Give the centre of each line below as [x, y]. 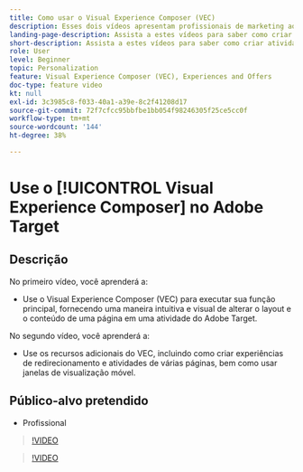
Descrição [39, 260]
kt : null [26, 93]
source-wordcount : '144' [56, 127]
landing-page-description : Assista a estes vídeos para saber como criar [151, 34]
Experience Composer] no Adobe [137, 208]
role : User [30, 52]
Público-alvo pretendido [79, 401]
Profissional [44, 422]
